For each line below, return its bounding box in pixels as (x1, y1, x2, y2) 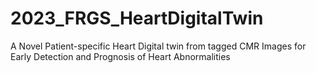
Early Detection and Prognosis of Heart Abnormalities (10, 50, 231, 62)
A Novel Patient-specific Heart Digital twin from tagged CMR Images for (10, 40, 307, 52)
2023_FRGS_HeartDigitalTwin (10, 7, 264, 30)
